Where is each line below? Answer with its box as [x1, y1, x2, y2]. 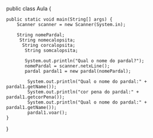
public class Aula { [6, 5, 52, 12]
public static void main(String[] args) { [6, 17, 113, 23]
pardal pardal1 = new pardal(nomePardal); [24, 68, 132, 74]
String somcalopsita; [24, 47, 78, 53]
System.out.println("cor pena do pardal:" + [27, 89, 139, 95]
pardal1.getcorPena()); [6, 94, 65, 100]
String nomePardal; [17, 32, 65, 38]
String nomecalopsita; [19, 37, 76, 43]
